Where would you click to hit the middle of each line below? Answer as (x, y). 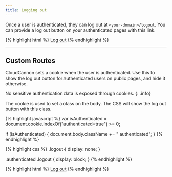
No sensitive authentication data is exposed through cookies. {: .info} (78, 94)
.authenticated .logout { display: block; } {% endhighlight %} (69, 159)
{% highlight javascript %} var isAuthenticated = (56, 119)
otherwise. (17, 84)
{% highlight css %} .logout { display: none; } (53, 149)
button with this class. (28, 109)
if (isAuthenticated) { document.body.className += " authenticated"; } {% (84, 134)
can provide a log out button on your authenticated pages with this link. (80, 30)
